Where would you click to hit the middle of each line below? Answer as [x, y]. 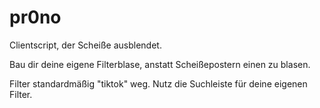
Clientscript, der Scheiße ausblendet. [85, 45]
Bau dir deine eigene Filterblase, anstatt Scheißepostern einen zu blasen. [160, 64]
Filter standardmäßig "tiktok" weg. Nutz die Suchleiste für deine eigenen [158, 83]
